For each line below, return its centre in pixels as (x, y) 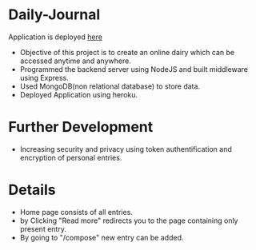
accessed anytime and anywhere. (76, 61)
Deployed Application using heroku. (79, 94)
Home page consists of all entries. (76, 212)
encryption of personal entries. (71, 157)
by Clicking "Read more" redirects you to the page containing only (129, 220)
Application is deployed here (55, 37)
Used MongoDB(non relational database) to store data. (110, 86)
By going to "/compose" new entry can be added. (102, 237)
